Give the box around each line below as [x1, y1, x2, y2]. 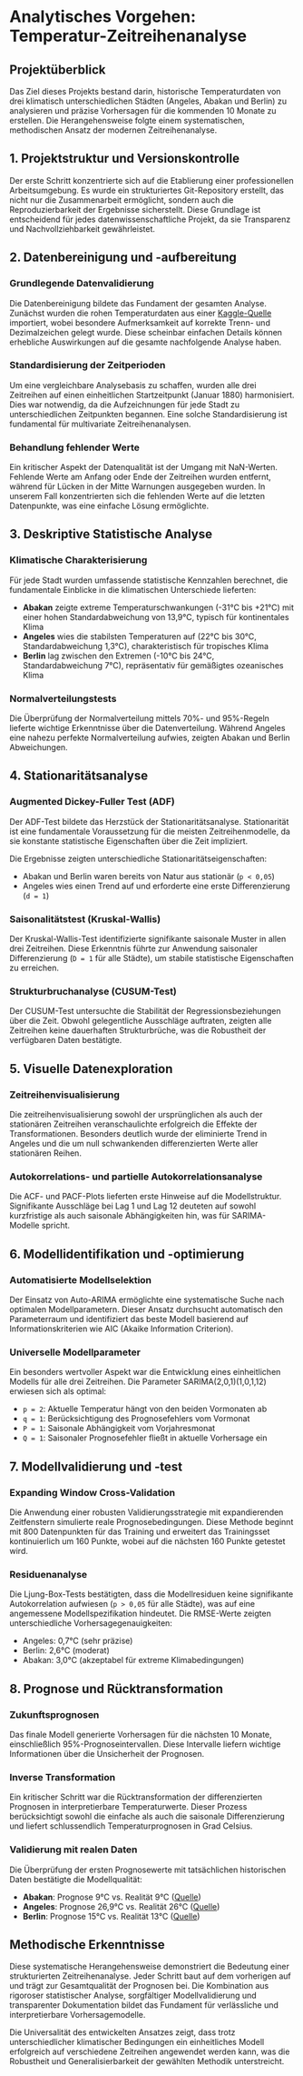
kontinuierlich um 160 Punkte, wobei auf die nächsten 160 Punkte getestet [9, 1536, 286, 1547]
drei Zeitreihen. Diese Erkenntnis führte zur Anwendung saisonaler [9, 943, 259, 954]
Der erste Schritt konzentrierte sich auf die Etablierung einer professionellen [9, 175, 295, 186]
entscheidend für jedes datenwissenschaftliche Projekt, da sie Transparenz [9, 214, 291, 225]
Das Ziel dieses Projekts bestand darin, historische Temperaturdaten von [9, 86, 281, 96]
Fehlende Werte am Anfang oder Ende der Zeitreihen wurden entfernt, [9, 471, 272, 483]
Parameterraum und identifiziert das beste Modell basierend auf [9, 1314, 249, 1325]
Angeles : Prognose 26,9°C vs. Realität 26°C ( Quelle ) [22, 1900, 220, 1911]
